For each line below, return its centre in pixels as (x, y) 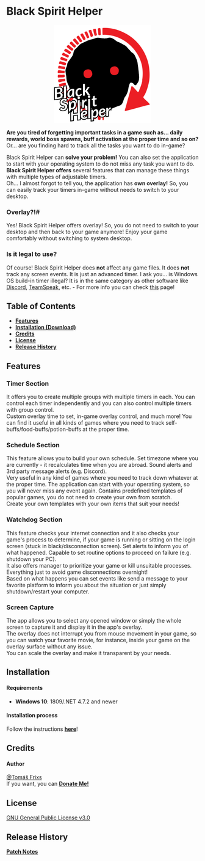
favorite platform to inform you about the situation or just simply (86, 585)
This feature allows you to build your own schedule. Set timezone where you (102, 458)
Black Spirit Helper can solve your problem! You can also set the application (103, 157)
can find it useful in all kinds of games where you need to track (85, 423)
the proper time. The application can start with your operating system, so (98, 485)
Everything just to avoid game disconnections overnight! (77, 572)
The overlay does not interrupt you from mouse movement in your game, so (102, 633)
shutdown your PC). (31, 559)
